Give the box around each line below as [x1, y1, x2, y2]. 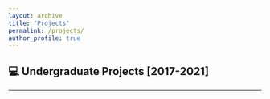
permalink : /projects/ [8, 26, 84, 34]
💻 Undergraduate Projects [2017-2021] [8, 65, 209, 78]
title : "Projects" [8, 19, 70, 27]
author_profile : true [8, 34, 81, 42]
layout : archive [8, 11, 63, 20]
